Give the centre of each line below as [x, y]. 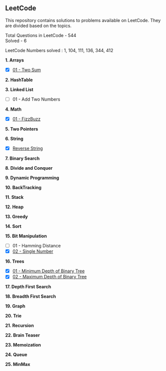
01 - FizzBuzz [26, 119]
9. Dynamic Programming [32, 178]
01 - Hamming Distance [36, 246]
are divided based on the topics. [38, 26]
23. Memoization [23, 345]
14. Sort [13, 226]
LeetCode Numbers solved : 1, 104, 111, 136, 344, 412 [59, 50]
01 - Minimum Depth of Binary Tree [48, 271]
